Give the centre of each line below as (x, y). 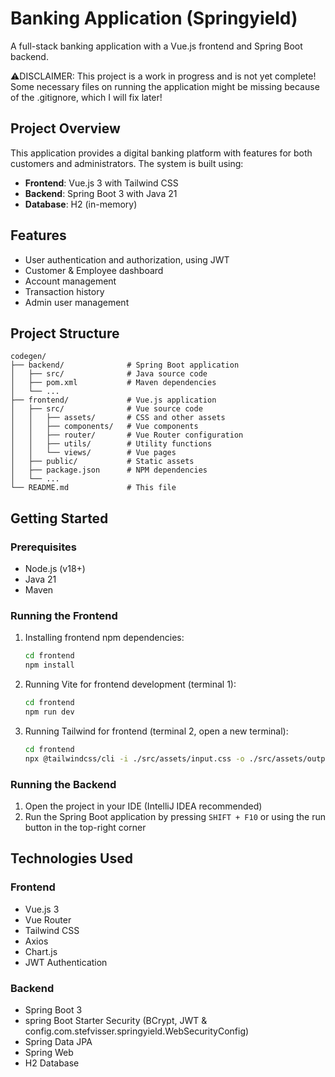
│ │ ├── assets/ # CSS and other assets (118, 418)
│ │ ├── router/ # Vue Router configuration (127, 435)
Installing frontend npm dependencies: (104, 638)
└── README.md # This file (93, 488)
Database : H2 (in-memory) (81, 204)
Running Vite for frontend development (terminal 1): (130, 684)
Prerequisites (43, 547)
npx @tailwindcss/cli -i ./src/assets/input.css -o (134, 758)
